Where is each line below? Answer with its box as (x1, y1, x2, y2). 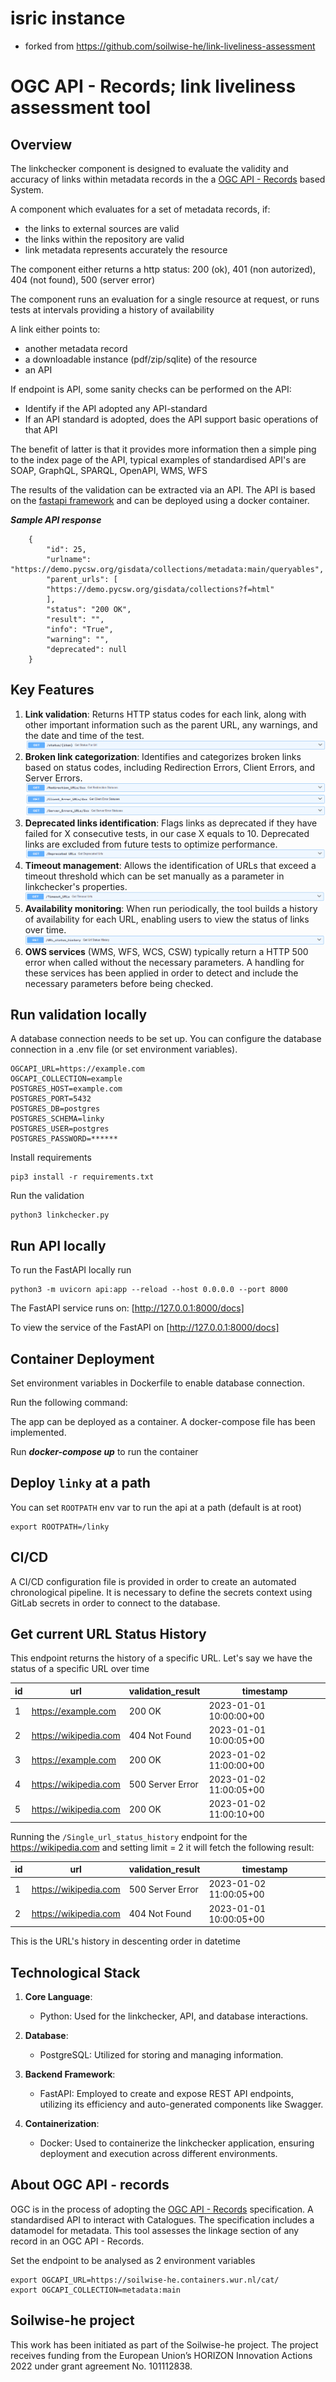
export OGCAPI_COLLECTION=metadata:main (10, 2285, 182, 2295)
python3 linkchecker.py (10, 1210, 110, 1221)
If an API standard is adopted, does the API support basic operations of (24, 413, 319, 425)
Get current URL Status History (10, 1626, 207, 1643)
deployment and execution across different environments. (39, 2148, 278, 2159)
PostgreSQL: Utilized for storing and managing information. (39, 2049, 284, 2061)
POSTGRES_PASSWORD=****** (10, 1134, 118, 1144)
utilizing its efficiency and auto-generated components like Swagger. (39, 2098, 324, 2110)
